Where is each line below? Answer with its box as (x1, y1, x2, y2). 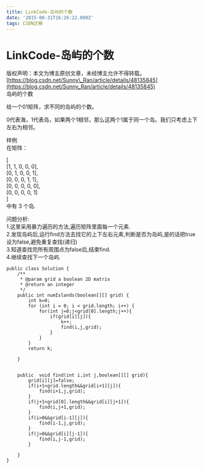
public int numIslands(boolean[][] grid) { (17, 292, 130, 298)
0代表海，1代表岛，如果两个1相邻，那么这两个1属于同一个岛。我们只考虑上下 (6, 116, 198, 124)
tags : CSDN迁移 (6, 20, 43, 26)
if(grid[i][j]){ (49, 314, 91, 320)
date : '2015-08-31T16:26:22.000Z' (6, 15, 94, 21)
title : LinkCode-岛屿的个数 (6, 9, 73, 15)
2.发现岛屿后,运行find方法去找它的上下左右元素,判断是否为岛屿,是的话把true (6, 231, 196, 238)
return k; (28, 345, 53, 352)
